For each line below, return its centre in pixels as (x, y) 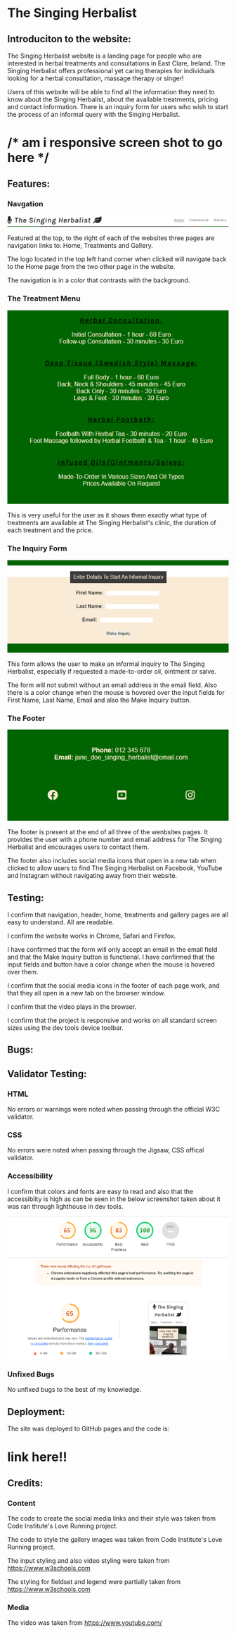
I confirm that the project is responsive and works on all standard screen (112, 1020)
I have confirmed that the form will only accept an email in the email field (112, 949)
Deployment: (36, 1412)
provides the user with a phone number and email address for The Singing (115, 840)
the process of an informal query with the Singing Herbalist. (94, 114)
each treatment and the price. (50, 530)
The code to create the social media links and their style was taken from (112, 1519)
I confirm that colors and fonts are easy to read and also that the (100, 1191)
